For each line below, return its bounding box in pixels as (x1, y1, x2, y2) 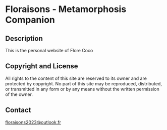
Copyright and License (5, 62, 78, 71)
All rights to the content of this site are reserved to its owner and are (5, 75, 147, 81)
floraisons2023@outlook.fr (5, 119, 62, 125)
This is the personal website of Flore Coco (5, 48, 93, 53)
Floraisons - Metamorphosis (5, 4, 127, 15)
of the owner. (5, 91, 33, 97)
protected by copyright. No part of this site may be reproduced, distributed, (5, 80, 162, 86)
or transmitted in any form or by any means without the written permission (5, 86, 160, 92)
